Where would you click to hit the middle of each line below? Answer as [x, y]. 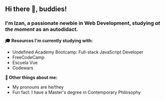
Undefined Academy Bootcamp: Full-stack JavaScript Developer [78, 52]
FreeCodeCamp [28, 57]
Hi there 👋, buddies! [36, 9]
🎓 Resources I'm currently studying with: [49, 41]
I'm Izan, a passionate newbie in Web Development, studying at [83, 23]
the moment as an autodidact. [42, 29]
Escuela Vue [25, 62]
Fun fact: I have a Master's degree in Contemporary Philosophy [76, 92]
